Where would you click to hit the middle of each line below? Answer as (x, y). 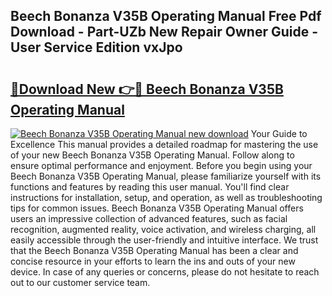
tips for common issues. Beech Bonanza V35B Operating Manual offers (157, 208)
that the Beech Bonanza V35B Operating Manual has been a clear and (154, 250)
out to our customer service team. (80, 282)
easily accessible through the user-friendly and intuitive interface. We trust (164, 240)
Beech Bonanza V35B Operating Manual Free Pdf (166, 16)
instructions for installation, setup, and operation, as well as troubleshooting (166, 197)
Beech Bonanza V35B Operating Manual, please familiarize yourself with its (166, 176)
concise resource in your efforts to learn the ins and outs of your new (153, 261)
